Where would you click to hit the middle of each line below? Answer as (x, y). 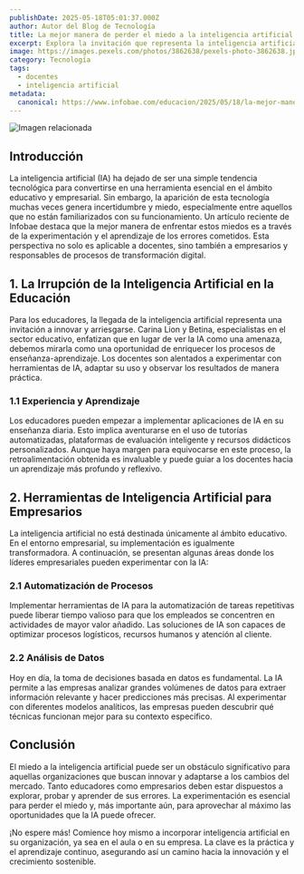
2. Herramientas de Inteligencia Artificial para (141, 497)
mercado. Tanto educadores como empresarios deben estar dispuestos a (146, 786)
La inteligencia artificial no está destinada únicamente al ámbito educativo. (148, 534)
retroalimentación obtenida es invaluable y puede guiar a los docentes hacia (152, 460)
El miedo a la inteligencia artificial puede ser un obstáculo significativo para (150, 766)
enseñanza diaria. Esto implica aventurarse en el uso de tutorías (128, 431)
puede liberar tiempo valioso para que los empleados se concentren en (142, 615)
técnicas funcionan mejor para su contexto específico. (111, 716)
